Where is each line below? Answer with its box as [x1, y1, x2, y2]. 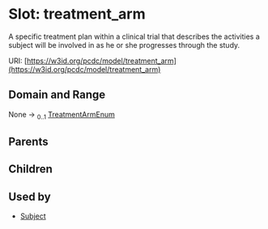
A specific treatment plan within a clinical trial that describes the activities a [8, 32, 261, 41]
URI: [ [8, 56, 28, 66]
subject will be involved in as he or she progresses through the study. [8, 40, 240, 49]
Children [8, 163, 53, 176]
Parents [8, 134, 49, 148]
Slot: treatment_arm [8, 5, 146, 23]
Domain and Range [8, 88, 106, 102]
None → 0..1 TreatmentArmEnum [8, 109, 116, 121]
